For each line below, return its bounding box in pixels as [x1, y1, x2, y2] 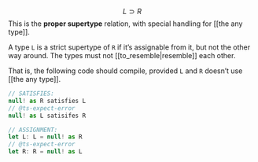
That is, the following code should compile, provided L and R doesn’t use [8, 66, 243, 75]
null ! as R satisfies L [8, 97, 87, 105]
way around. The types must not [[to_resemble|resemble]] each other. [8, 51, 236, 60]
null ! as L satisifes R [8, 112, 87, 120]
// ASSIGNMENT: [8, 126, 58, 134]
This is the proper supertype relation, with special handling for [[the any [8, 19, 243, 28]
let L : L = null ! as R [8, 133, 83, 141]
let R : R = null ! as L [8, 148, 83, 156]
